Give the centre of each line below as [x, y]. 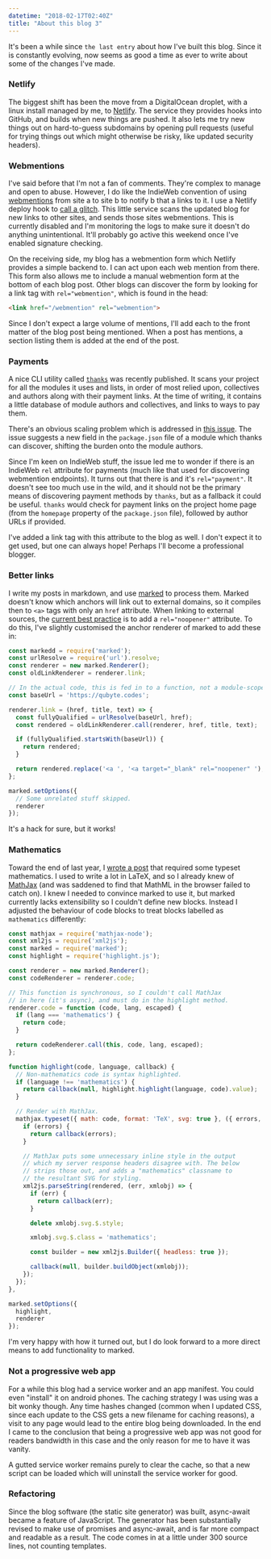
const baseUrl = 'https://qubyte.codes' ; [79, 695]
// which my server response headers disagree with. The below [131, 1164]
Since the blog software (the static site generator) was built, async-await [129, 1511]
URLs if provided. [37, 522]
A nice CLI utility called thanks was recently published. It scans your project [134, 379]
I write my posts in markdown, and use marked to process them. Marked [129, 593]
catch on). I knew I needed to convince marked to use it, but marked [122, 893]
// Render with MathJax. [57, 1112]
